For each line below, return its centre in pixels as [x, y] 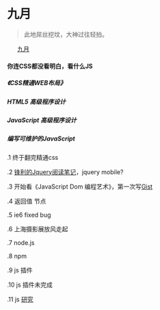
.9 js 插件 [20, 270]
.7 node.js [21, 242]
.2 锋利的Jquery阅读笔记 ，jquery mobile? [65, 171]
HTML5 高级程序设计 [37, 102]
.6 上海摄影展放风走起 [38, 229]
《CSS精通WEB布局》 [37, 83]
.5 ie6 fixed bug [29, 215]
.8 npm [17, 256]
